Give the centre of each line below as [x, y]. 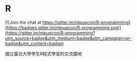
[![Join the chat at [23, 22]
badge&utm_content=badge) [34, 43]
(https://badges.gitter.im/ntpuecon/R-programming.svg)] [63, 27]
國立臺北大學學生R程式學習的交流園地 [44, 54]
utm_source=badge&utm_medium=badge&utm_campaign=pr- [68, 38]
